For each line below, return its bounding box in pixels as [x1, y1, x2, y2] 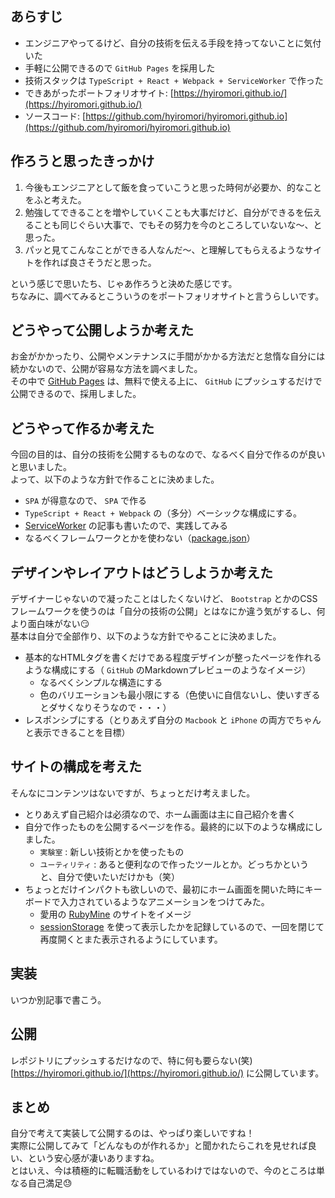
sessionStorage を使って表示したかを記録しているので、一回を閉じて [39, 920, 325, 932]
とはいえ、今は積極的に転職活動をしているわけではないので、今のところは [10, 1165, 317, 1177]
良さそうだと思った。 [68, 256, 157, 268]
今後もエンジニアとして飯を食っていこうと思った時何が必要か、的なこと [24, 181, 323, 193]
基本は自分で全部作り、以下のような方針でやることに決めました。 [10, 630, 282, 642]
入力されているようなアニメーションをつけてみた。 [59, 895, 270, 907]
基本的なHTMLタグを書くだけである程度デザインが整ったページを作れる [24, 652, 322, 664]
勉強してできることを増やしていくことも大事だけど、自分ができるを [24, 206, 305, 218]
